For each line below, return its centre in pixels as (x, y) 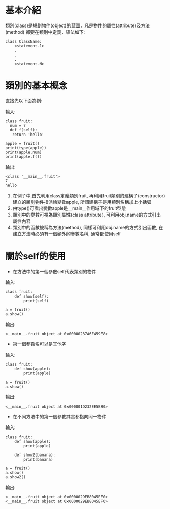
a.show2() (16, 477)
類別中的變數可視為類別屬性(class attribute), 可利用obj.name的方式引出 (87, 215)
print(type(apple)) (26, 148)
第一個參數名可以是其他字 (39, 344)
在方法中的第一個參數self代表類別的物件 (54, 271)
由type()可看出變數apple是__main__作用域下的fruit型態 (69, 208)
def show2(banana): (35, 455)
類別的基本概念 (37, 86)
